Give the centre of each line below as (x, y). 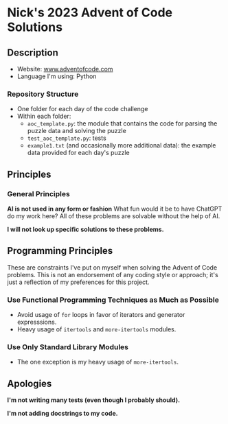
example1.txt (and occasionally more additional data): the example (122, 145)
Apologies (30, 383)
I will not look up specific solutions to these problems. (85, 229)
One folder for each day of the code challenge (82, 109)
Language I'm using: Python (57, 76)
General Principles (38, 193)
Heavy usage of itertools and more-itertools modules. (96, 329)
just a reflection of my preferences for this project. (78, 282)
